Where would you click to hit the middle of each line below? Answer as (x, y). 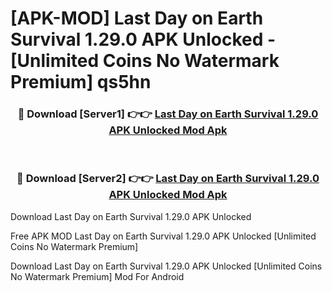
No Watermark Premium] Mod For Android (97, 276)
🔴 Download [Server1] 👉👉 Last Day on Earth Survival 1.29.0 (168, 114)
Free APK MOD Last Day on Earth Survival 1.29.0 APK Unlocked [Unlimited (163, 236)
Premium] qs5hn (81, 82)
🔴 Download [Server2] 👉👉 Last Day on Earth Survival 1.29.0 (168, 179)
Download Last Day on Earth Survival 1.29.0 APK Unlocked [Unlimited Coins (166, 266)
